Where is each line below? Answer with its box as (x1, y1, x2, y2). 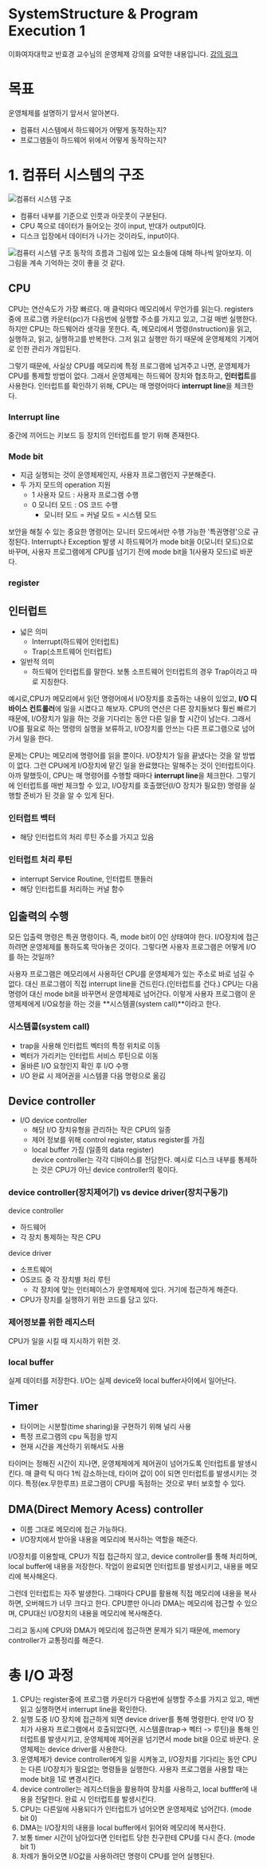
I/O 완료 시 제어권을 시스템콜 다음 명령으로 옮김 (19, 1070, 166, 1080)
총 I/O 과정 (8, 1667, 74, 1685)
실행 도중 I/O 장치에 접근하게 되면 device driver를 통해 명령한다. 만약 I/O (19, 1714, 245, 1723)
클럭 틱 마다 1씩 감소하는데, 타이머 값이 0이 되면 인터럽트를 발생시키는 (33, 1468, 249, 1479)
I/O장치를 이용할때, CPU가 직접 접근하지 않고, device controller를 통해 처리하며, (8, 1551, 257, 1561)
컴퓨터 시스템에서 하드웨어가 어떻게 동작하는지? (19, 125, 167, 134)
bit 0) (19, 1813, 38, 1822)
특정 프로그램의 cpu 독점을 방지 (19, 1432, 118, 1441)
